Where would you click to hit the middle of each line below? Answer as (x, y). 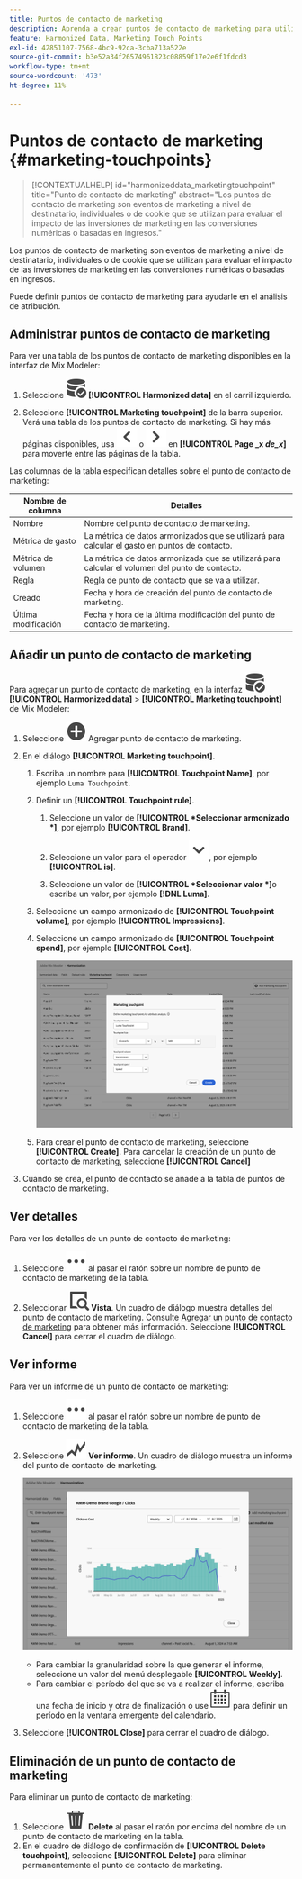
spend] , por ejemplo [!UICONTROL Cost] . (113, 948)
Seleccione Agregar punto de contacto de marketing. (132, 738)
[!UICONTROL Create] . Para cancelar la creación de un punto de (155, 1151)
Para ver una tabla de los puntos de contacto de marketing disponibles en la (150, 356)
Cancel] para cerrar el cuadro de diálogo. (99, 1336)
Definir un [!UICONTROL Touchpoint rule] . (115, 800)
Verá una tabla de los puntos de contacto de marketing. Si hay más (147, 422)
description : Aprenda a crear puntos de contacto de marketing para (140, 28)
